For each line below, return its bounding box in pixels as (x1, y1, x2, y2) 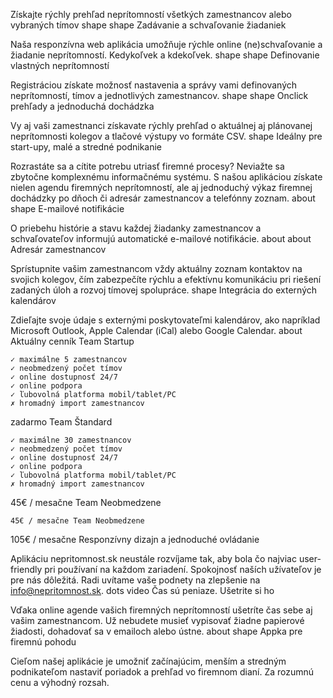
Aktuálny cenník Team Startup (10, 335, 135, 347)
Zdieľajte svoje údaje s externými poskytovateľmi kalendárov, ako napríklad (10, 314, 321, 326)
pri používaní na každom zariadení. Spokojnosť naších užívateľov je (44, 564, 322, 575)
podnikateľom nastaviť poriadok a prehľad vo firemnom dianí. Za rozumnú (10, 666, 315, 678)
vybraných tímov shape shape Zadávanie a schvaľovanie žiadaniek (10, 19, 287, 31)
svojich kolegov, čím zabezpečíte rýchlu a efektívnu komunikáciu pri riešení (10, 274, 322, 285)
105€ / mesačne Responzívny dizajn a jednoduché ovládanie (10, 534, 260, 545)
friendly (10, 564, 43, 575)
